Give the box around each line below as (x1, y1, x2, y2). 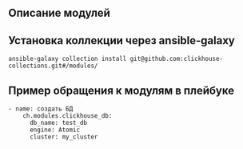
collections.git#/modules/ (8, 62, 98, 70)
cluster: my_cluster (29, 133, 98, 141)
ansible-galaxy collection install (8, 55, 127, 63)
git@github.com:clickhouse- (129, 55, 224, 63)
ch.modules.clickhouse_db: (22, 112, 113, 120)
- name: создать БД (8, 105, 74, 113)
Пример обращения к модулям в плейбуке (8, 83, 234, 97)
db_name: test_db (29, 119, 88, 127)
